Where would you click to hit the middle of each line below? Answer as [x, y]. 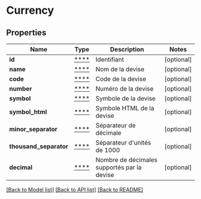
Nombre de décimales [127, 160]
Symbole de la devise [126, 98]
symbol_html [28, 112]
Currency [30, 10]
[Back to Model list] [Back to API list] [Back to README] [75, 190]
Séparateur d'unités [123, 143]
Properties [26, 33]
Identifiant [110, 59]
